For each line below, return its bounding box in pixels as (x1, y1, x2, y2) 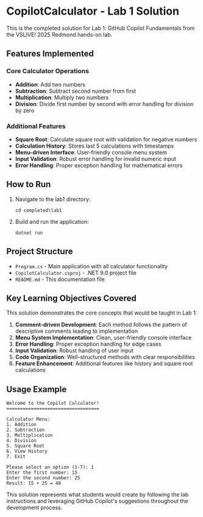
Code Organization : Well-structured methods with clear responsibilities (15, 354, 195, 361)
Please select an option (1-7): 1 (6, 465, 94, 471)
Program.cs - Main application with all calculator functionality (15, 262, 168, 269)
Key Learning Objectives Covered (6, 293, 137, 303)
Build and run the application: (15, 218, 90, 225)
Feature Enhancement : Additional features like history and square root (15, 360, 193, 367)
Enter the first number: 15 (6, 469, 78, 476)
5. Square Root (6, 443, 45, 449)
